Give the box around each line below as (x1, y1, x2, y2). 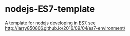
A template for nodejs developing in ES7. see (5, 20, 96, 26)
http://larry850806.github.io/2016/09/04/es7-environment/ (5, 25, 126, 31)
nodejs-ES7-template (5, 3, 95, 15)
